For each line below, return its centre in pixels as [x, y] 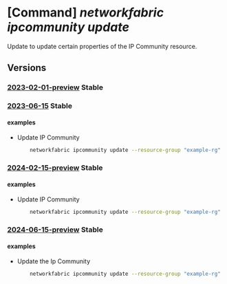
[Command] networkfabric [85, 13]
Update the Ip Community [54, 261]
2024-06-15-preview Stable [55, 230]
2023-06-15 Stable [40, 106]
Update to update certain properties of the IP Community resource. [102, 46]
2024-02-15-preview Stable [55, 168]
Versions [27, 68]
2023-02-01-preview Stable [55, 87]
